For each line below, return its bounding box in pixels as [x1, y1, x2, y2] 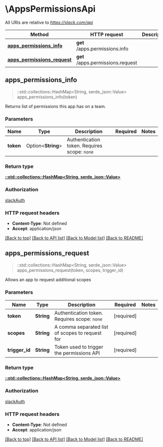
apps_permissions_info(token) [16, 94, 78, 100]
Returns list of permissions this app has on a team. [5, 103, 106, 109]
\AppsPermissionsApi [5, 3, 96, 15]
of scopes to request [54, 330, 102, 337]
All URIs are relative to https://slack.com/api [5, 19, 93, 25]
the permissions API [54, 350, 100, 357]
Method [30, 31, 49, 37]
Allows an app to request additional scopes [5, 276, 91, 283]
